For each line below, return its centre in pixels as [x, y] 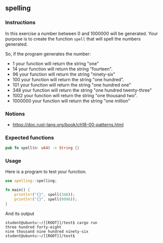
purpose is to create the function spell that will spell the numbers [73, 39]
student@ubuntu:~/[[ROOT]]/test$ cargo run [51, 222]
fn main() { [18, 190]
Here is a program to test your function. [46, 172]
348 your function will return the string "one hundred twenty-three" [82, 90]
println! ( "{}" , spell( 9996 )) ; [46, 199]
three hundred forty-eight [33, 227]
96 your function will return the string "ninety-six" [64, 74]
